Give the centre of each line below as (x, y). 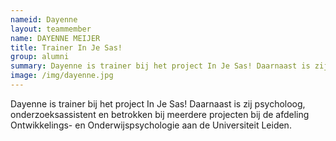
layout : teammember (51, 29)
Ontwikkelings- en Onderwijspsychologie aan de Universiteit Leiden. (151, 125)
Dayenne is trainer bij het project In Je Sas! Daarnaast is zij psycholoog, (158, 103)
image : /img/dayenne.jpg (62, 76)
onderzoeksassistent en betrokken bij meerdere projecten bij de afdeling (160, 114)
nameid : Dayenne (44, 19)
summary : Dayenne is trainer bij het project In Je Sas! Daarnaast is (160, 66)
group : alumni (40, 57)
